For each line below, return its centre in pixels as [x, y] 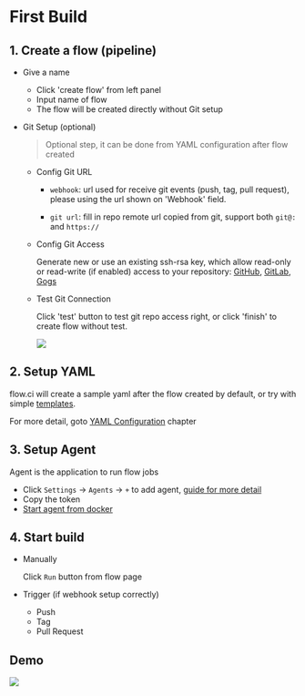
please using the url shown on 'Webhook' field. [138, 199]
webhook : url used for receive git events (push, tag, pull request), [169, 189]
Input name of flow [71, 99]
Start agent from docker [68, 508]
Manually [40, 559]
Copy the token [51, 499]
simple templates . [42, 404]
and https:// [75, 226]
